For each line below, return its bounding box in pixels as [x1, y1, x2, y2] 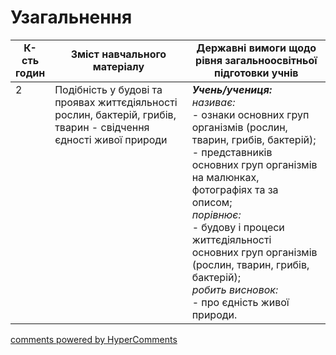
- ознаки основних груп [191, 107, 310, 121]
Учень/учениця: [191, 82, 273, 96]
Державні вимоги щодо [196, 41, 317, 55]
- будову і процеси [191, 220, 285, 234]
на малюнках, [191, 170, 260, 184]
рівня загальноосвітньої [195, 53, 318, 67]
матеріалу [92, 59, 145, 73]
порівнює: [191, 207, 242, 221]
